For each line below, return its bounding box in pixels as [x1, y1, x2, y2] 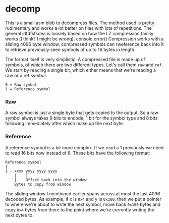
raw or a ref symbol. [5, 72, 47, 78]
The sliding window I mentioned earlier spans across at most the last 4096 [5, 190, 160, 197]
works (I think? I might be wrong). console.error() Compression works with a [5, 36, 164, 42]
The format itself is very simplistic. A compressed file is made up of [5, 56, 145, 62]
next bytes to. [5, 212, 34, 218]
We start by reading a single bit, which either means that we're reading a [5, 67, 156, 73]
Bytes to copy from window [14, 182, 71, 187]
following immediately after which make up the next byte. [5, 121, 125, 127]
